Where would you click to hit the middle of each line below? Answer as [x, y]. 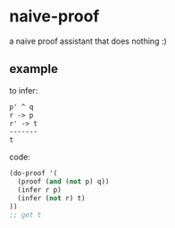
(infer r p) [40, 190]
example [34, 69]
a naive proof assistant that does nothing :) [88, 41]
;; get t [25, 215]
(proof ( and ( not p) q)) [63, 182]
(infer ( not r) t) [52, 198]
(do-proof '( [33, 174]
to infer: [24, 90]
